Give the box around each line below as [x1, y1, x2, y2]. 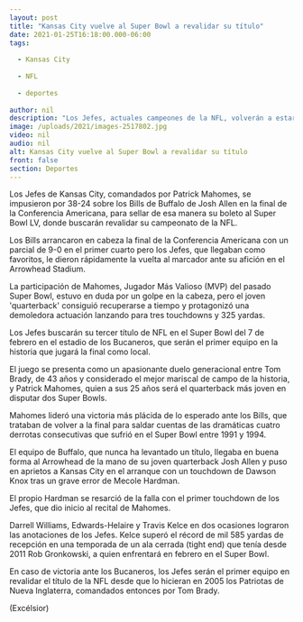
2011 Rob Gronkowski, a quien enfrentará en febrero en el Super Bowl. [9, 549, 270, 560]
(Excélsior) [9, 603, 50, 614]
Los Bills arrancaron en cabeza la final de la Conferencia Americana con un [9, 235, 289, 246]
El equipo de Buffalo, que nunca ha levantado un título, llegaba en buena [9, 447, 280, 458]
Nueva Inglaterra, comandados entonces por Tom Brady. [9, 585, 220, 596]
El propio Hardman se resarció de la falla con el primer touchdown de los [9, 493, 280, 504]
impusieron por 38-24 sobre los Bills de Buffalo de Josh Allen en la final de [9, 198, 288, 209]
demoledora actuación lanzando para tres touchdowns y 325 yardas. [9, 310, 266, 321]
